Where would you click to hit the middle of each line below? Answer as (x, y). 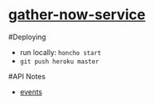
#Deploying (27, 37)
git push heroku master (59, 62)
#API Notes (27, 76)
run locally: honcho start (60, 52)
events (31, 92)
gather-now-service (77, 15)
